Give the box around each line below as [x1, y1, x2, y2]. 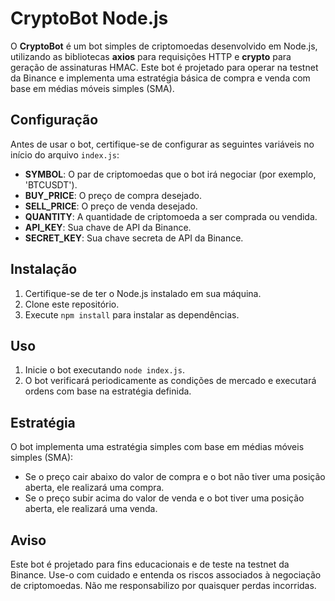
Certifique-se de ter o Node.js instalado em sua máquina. [24, 287, 262, 299]
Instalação [10, 261, 78, 278]
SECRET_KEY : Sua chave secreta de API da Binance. [24, 232, 244, 244]
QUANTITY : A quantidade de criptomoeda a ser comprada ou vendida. [24, 210, 318, 222]
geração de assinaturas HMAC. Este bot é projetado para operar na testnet [10, 61, 319, 73]
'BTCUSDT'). [24, 178, 78, 191]
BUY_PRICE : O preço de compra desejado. [24, 189, 202, 201]
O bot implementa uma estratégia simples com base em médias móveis [10, 441, 305, 453]
